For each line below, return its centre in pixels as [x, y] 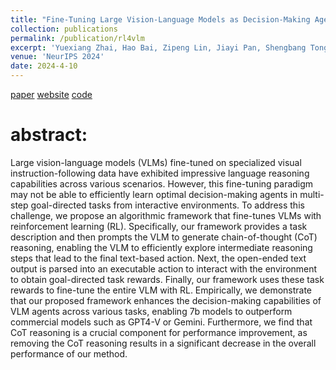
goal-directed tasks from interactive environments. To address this [167, 205]
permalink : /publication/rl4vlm [77, 38]
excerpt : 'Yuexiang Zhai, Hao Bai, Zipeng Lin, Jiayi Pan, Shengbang [158, 47]
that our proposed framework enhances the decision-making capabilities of [166, 300]
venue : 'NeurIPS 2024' [57, 57]
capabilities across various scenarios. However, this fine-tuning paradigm [162, 183]
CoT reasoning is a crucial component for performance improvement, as [159, 332]
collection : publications [64, 29]
